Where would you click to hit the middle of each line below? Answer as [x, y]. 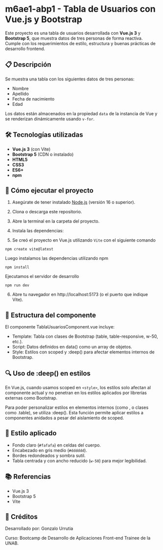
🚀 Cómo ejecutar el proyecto [49, 190]
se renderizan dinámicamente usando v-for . [50, 119]
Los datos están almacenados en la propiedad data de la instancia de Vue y [81, 113]
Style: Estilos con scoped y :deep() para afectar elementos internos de [83, 352]
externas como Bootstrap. [31, 398]
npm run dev [17, 285]
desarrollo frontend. [25, 49]
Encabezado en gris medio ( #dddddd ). [49, 450]
